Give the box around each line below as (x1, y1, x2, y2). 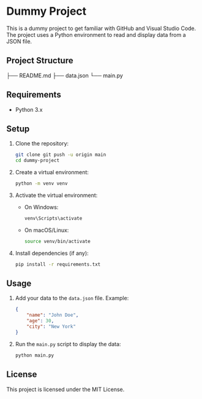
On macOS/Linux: (24, 226, 69, 234)
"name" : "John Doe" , (26, 312, 79, 319)
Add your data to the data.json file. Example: (15, 295, 129, 302)
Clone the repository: (15, 140, 69, 147)
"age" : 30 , (26, 318, 54, 324)
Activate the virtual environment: (15, 192, 98, 199)
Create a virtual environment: (15, 169, 89, 176)
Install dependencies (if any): (15, 249, 89, 257)
